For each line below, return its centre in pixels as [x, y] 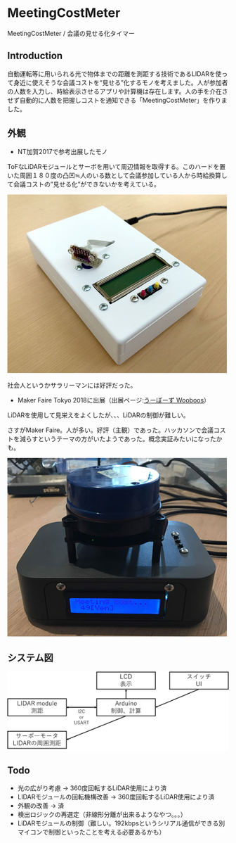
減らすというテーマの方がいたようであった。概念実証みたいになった [118, 438]
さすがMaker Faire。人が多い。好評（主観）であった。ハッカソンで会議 [111, 430]
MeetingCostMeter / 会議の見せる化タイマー [71, 33]
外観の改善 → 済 [41, 806]
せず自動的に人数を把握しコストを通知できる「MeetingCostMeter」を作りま [117, 100]
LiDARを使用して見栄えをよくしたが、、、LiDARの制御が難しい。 [98, 415]
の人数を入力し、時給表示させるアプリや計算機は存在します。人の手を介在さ [118, 91]
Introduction [35, 56]
